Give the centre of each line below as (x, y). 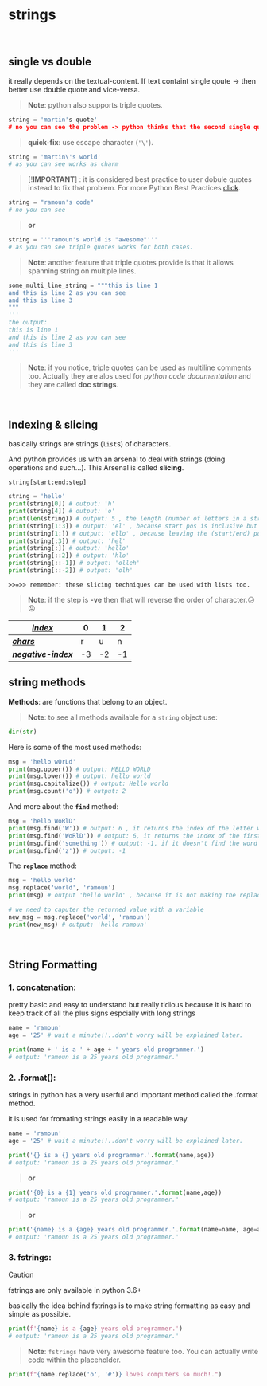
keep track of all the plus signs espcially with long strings (102, 1013)
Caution (21, 1275)
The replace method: (43, 866)
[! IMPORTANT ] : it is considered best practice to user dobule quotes (139, 179)
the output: (28, 323)
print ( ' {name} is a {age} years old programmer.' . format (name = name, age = (133, 1230)
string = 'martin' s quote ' (53, 120)
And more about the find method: (64, 806)
